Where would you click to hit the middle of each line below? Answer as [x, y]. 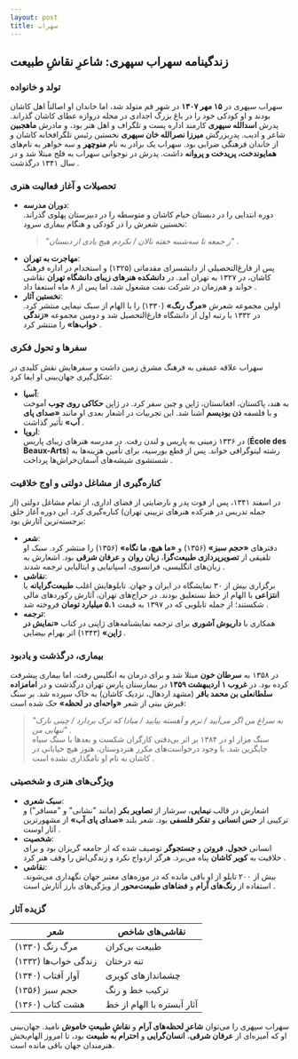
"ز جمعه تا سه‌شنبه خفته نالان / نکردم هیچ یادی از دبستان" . [142, 242]
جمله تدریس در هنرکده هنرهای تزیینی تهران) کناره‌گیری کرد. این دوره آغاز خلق [138, 512]
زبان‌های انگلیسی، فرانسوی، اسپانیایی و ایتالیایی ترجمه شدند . [124, 567]
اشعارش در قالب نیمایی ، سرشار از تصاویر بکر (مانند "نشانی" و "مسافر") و [146, 810]
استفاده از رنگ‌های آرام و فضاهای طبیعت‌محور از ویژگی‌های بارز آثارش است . [149, 886]
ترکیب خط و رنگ [137, 990]
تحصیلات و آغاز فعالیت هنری [63, 186]
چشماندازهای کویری [143, 975]
